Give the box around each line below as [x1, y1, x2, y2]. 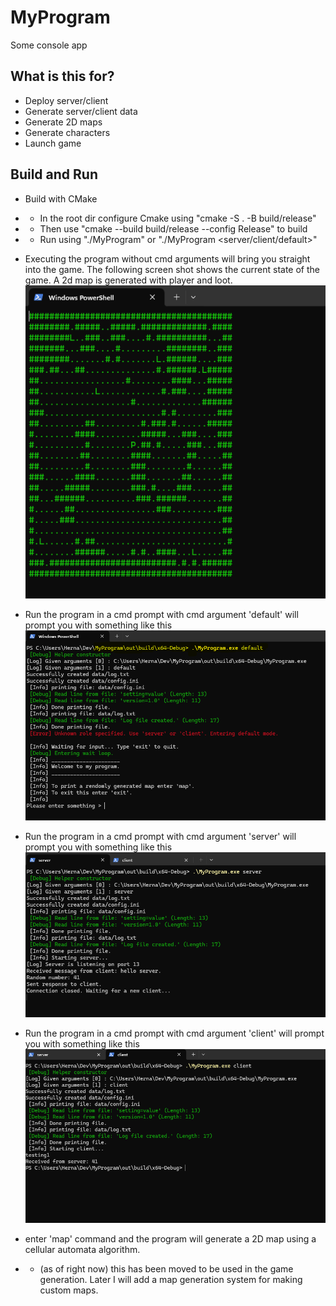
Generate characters [24, 126, 111, 138]
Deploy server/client [24, 94, 109, 106]
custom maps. [39, 1284, 99, 1296]
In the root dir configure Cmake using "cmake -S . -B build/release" [39, 212, 317, 224]
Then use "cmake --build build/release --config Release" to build [39, 222, 308, 235]
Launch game [24, 137, 82, 149]
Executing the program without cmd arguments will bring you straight [24, 252, 311, 265]
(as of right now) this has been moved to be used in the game [39, 1262, 294, 1275]
